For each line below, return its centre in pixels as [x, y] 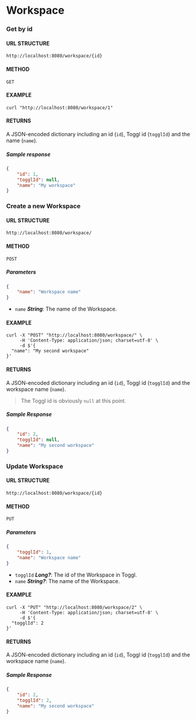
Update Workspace [35, 466]
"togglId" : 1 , [34, 552]
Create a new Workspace [43, 206]
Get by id [19, 29]
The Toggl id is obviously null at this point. [73, 400]
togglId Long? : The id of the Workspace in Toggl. [76, 575]
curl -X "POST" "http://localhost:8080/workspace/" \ [74, 335]
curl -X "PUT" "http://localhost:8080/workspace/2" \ [74, 607]
